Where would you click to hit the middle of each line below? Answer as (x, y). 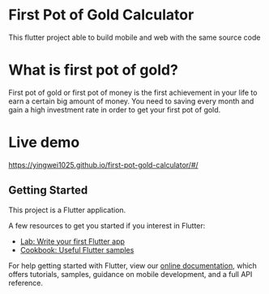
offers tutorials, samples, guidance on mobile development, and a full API (130, 274)
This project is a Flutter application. (67, 210)
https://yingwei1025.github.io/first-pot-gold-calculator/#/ (103, 164)
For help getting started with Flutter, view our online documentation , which (133, 266)
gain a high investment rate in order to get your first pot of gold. (115, 109)
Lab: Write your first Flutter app (73, 241)
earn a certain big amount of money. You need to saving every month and (131, 101)
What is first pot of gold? (93, 70)
